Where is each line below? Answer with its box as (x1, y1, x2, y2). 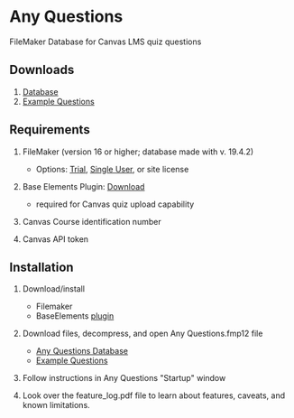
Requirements (9, 122, 90, 137)
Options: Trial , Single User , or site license (35, 163, 189, 174)
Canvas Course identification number (22, 216, 161, 227)
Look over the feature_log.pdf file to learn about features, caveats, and (22, 390, 286, 401)
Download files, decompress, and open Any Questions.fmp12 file (22, 328, 263, 339)
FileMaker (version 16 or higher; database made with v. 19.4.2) (22, 146, 254, 157)
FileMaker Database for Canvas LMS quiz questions (9, 36, 202, 47)
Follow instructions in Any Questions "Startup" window (22, 373, 226, 384)
